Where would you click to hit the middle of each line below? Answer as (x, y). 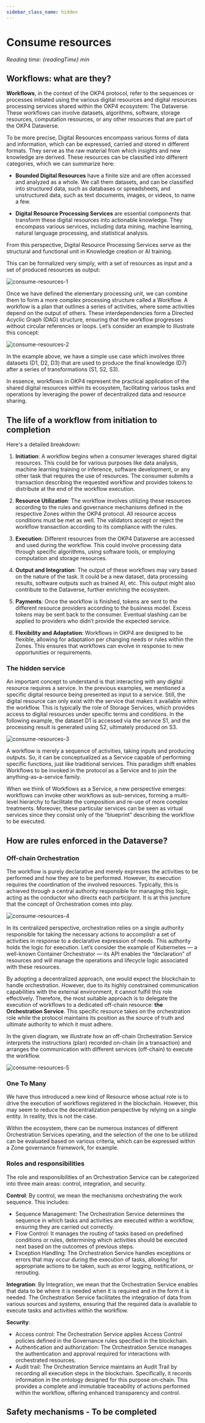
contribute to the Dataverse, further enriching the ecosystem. (92, 590)
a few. (23, 202)
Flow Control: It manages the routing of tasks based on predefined (99, 1233)
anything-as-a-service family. (44, 777)
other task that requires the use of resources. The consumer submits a (104, 476)
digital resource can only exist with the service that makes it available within (102, 701)
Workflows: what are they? (59, 78)
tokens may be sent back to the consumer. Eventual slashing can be (101, 615)
